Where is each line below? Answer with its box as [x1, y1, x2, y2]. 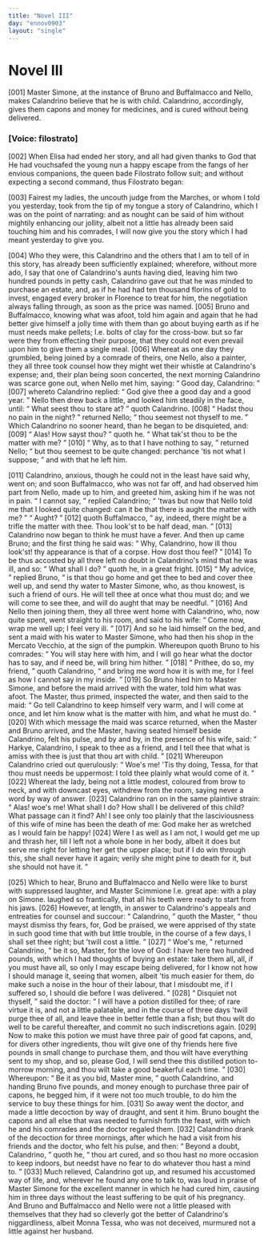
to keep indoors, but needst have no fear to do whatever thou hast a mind [8, 1158, 250, 1168]
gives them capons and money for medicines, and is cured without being [8, 105, 249, 115]
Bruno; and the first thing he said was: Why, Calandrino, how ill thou [8, 538, 238, 548]
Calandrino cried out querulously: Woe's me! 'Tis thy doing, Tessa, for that [8, 759, 258, 769]
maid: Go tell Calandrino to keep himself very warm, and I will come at [8, 700, 244, 710]
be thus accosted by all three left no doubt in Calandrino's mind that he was [8, 555, 258, 565]
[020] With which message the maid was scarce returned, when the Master [8, 717, 258, 727]
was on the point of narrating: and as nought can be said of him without [8, 209, 244, 219]
